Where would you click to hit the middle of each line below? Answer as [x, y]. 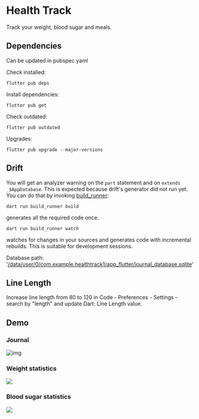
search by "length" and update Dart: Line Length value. [74, 304]
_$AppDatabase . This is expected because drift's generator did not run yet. [97, 189]
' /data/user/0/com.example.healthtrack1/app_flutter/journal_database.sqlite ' [100, 264]
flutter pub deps [28, 83]
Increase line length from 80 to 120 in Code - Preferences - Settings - [92, 298]
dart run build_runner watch [43, 228]
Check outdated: [27, 116]
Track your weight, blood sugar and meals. [59, 27]
